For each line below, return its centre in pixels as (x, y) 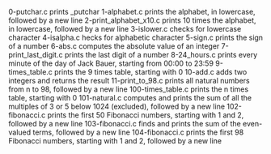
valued (20, 132)
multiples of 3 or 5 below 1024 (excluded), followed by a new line (116, 106)
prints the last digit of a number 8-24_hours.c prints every (161, 55)
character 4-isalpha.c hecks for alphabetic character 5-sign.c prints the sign (136, 37)
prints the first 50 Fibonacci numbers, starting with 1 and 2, (146, 115)
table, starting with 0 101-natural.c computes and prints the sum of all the (130, 98)
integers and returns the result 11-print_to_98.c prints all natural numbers (129, 81)
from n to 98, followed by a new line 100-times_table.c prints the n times (129, 89)
